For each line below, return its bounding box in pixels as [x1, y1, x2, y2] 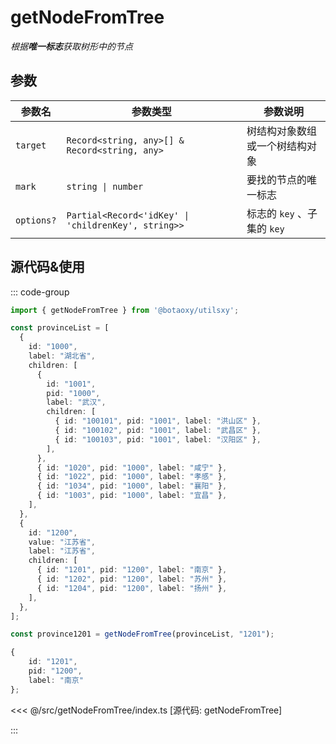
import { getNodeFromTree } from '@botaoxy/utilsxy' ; [10, 305, 240, 315]
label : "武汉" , [46, 397, 107, 408]
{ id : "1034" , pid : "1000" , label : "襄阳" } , [36, 481, 228, 491]
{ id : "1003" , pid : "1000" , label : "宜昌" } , [36, 491, 228, 501]
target [15, 139, 47, 151]
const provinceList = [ [10, 323, 110, 333]
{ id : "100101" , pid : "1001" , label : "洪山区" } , [54, 416, 262, 426]
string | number [66, 181, 144, 192]
